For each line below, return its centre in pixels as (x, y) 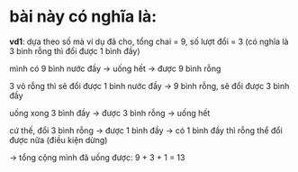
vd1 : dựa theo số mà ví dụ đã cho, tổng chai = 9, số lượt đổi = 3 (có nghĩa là (149, 41)
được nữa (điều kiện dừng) (59, 140)
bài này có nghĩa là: (83, 17)
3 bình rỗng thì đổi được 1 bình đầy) (75, 50)
